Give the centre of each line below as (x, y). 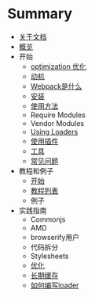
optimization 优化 (58, 66)
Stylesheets (49, 256)
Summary (40, 14)
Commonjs (48, 219)
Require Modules (58, 115)
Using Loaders (54, 131)
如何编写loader (55, 285)
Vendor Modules (57, 123)
